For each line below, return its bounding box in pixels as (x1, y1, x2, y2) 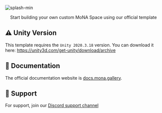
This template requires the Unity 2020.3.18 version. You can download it (5, 42, 154, 48)
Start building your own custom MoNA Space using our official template (10, 14, 157, 20)
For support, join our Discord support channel (5, 103, 99, 109)
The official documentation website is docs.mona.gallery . (5, 75, 123, 81)
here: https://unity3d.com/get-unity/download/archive (5, 47, 116, 53)
